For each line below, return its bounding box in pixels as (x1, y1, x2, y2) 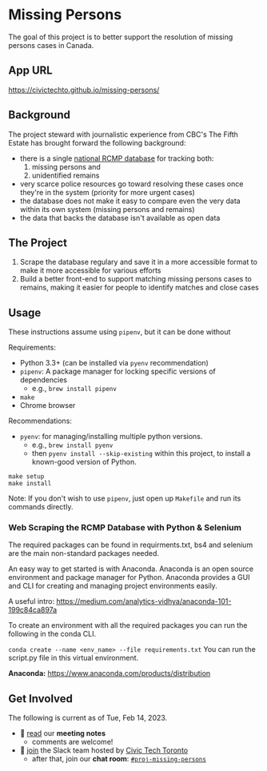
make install (8, 480, 52, 488)
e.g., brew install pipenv (31, 384, 118, 393)
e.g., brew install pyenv (31, 440, 114, 449)
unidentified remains (31, 170, 100, 180)
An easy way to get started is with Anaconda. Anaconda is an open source (8, 564, 254, 573)
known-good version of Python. (31, 457, 137, 467)
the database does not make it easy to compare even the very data (19, 196, 241, 206)
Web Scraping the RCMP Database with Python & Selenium (8, 522, 242, 533)
